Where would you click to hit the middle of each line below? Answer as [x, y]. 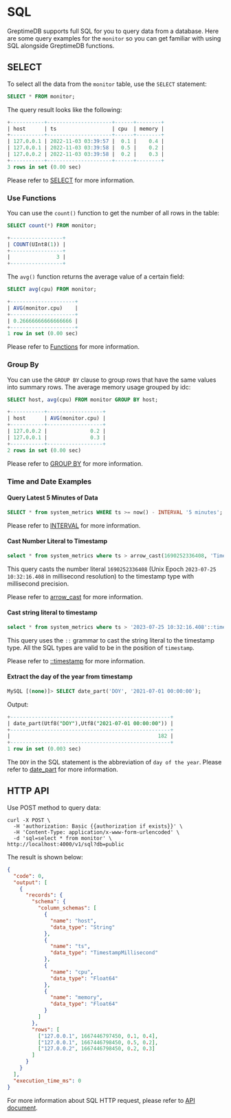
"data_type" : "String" [83, 927]
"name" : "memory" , [77, 998]
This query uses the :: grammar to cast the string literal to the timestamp [111, 640]
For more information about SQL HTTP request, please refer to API [101, 1100]
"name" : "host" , [74, 921]
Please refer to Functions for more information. [73, 347]
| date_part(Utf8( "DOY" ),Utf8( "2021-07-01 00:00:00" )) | [90, 723]
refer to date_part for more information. [63, 770]
